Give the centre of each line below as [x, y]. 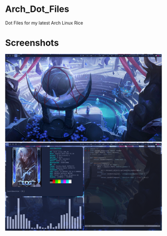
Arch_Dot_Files [37, 9]
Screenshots [32, 43]
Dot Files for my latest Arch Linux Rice [44, 23]
